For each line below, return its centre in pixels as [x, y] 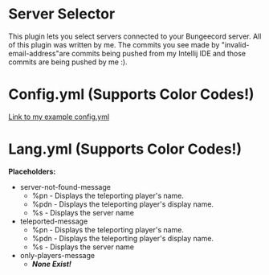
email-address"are [39, 53]
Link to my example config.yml [59, 117]
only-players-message [57, 255]
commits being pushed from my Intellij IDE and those [159, 53]
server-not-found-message [65, 187]
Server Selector [62, 14]
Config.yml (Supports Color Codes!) [131, 94]
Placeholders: [32, 171]
